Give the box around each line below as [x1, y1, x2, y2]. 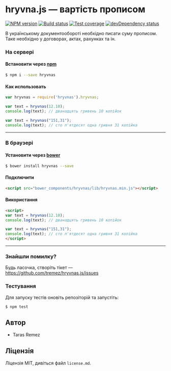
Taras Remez [12, 332, 41, 338]
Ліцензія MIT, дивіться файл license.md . [5, 360, 92, 366]
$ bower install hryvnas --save [5, 163, 74, 169]
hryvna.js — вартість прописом [5, 4, 146, 15]
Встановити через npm [5, 61, 57, 67]
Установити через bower [5, 152, 61, 158]
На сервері [5, 48, 34, 56]
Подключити [5, 174, 34, 180]
